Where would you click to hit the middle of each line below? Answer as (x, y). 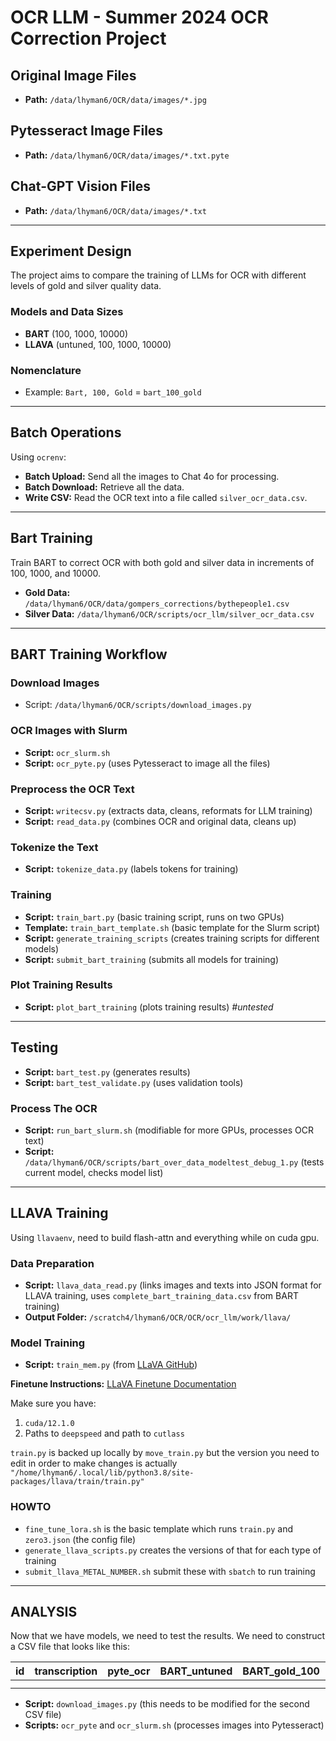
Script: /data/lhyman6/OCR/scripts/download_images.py (138, 705)
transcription (66, 1671)
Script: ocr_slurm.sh (67, 752)
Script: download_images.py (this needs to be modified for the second (167, 1704)
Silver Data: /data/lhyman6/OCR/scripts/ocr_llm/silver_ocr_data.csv (169, 613)
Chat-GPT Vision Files (81, 186)
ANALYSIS (44, 1612)
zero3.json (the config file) (80, 1539)
